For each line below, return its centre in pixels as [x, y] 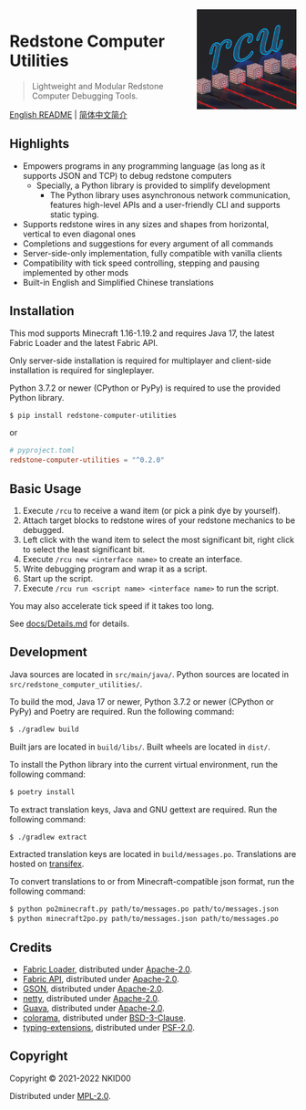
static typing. [74, 215]
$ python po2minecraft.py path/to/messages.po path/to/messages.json [144, 909]
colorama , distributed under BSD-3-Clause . [104, 1018]
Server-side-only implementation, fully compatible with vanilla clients [152, 253]
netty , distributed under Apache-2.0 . [91, 998]
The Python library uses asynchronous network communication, [170, 194]
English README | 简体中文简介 [68, 114]
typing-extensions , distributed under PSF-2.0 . [109, 1027]
